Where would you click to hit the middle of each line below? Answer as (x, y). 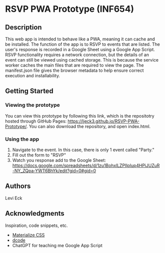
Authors (18, 186)
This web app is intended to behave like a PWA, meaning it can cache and (80, 39)
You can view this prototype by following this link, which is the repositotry (80, 116)
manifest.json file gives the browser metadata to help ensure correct (74, 70)
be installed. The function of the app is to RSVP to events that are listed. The (82, 44)
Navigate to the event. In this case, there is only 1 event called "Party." (83, 150)
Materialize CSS (29, 235)
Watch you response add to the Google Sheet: (59, 160)
